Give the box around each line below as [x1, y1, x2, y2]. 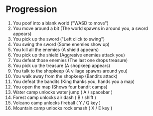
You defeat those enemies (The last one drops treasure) [12, 57, 128, 63]
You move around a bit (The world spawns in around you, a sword [12, 25, 149, 31]
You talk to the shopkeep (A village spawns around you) [12, 67, 128, 73]
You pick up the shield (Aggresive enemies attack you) [12, 51, 125, 58]
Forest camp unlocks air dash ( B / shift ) [12, 94, 97, 100]
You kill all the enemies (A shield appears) [12, 46, 99, 52]
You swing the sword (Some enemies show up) [12, 41, 110, 47]
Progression [5, 3, 57, 15]
